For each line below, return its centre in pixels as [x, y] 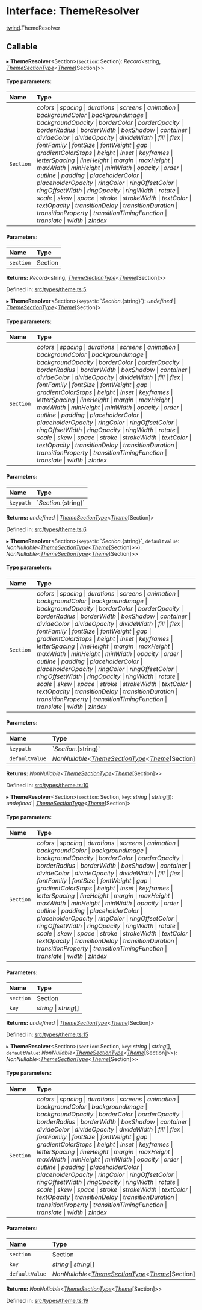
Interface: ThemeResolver [73, 11]
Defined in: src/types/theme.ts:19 [47, 1300]
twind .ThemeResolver [33, 28]
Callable [22, 47]
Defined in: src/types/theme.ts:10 [47, 785]
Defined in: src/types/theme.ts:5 [46, 289]
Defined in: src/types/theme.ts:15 [47, 1034]
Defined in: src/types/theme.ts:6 [46, 529]
